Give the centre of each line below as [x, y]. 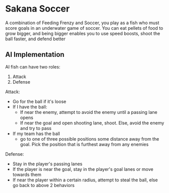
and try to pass [36, 128]
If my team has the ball [36, 134]
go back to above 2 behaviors [43, 185]
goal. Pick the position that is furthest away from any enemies [84, 144]
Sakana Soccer [37, 9]
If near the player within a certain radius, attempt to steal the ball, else [85, 180]
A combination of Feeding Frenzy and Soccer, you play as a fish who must [82, 23]
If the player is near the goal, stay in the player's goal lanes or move [83, 169]
